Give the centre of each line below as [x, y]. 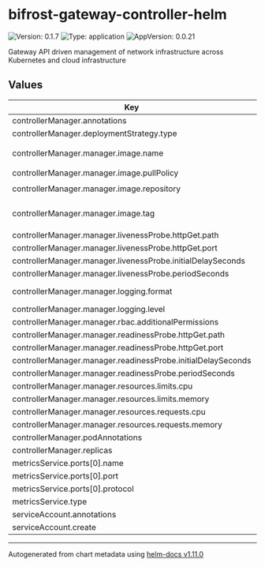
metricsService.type [50, 501]
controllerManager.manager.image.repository [97, 189]
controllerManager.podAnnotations [77, 437]
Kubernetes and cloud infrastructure [67, 60]
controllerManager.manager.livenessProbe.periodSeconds [121, 273]
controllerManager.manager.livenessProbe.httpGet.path [116, 235]
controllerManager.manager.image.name [88, 153]
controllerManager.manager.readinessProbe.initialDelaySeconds [132, 360]
